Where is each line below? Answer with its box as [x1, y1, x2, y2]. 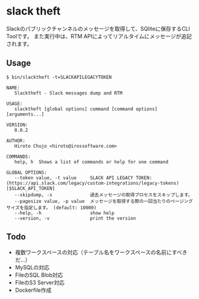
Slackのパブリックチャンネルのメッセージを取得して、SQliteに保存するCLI [6, 25, 191, 32]
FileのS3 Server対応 [14, 278, 65, 286]
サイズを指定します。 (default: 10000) [6, 205, 97, 211]
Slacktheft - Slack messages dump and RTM [14, 90, 122, 96]
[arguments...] [6, 111, 45, 117]
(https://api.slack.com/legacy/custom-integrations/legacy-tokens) [6, 180, 180, 186]
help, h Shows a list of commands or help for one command [14, 159, 169, 165]
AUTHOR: [6, 137, 26, 143]
